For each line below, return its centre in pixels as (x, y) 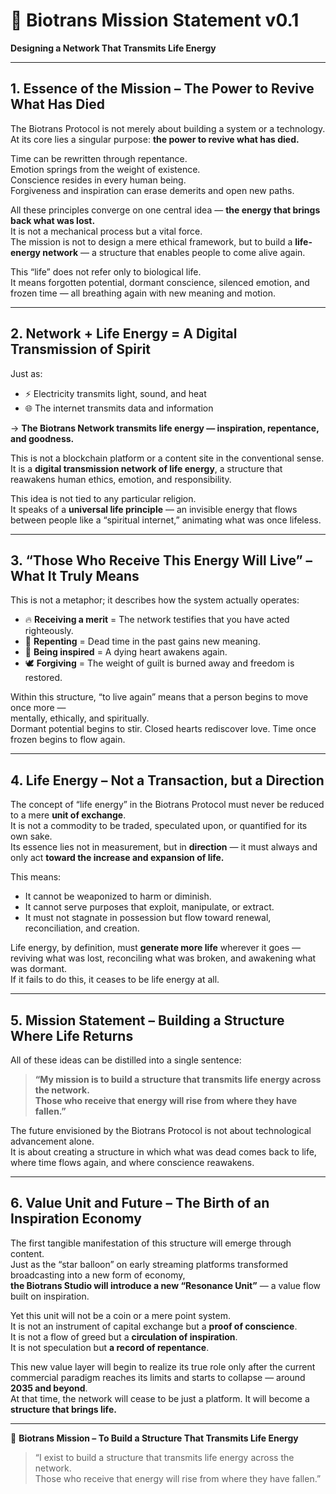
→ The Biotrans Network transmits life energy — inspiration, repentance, (165, 428)
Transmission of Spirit (81, 349)
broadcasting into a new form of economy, (98, 1275)
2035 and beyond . (49, 1388)
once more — (38, 708)
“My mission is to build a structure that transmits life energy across (178, 1079)
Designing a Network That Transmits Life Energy (113, 48)
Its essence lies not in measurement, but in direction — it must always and (164, 847)
